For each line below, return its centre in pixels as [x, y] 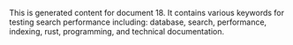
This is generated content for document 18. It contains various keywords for [147, 13]
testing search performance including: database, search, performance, [138, 22]
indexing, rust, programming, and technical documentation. [117, 31]
